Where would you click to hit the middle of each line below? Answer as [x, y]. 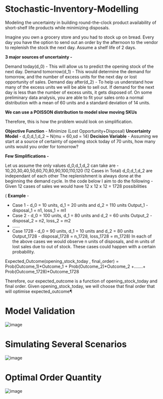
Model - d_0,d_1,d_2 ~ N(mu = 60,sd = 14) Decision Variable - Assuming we [81, 136]
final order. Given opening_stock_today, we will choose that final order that [80, 286]
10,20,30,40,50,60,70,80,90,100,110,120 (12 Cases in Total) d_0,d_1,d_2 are [79, 170]
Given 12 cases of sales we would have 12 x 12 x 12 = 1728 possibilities [76, 186]
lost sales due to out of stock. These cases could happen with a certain [84, 246]
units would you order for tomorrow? [42, 146]
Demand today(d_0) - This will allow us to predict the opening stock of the [79, 66]
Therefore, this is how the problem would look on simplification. [69, 121]
